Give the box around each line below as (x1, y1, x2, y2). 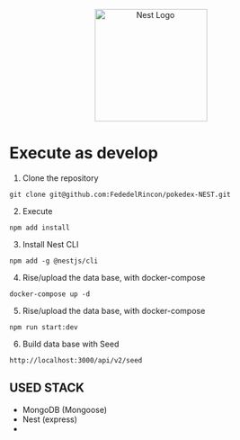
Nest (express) (22, 414, 78, 425)
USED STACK (9, 381, 85, 396)
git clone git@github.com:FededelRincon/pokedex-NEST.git (9, 190, 231, 199)
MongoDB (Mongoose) (22, 404, 108, 415)
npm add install (9, 223, 70, 232)
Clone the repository (22, 172, 99, 184)
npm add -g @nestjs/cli (9, 256, 99, 265)
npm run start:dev (9, 322, 78, 332)
